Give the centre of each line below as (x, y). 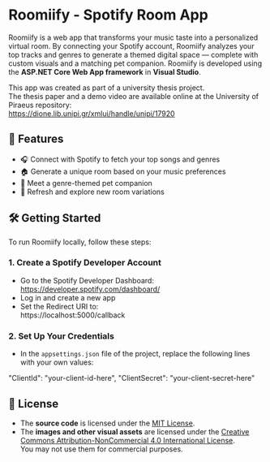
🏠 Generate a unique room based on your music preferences (123, 171)
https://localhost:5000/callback (73, 315)
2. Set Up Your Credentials (62, 336)
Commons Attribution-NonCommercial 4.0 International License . (127, 440)
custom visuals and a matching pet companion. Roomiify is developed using (135, 63)
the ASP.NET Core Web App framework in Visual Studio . (105, 71)
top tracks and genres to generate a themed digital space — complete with (133, 54)
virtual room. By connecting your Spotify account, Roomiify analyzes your (131, 45)
